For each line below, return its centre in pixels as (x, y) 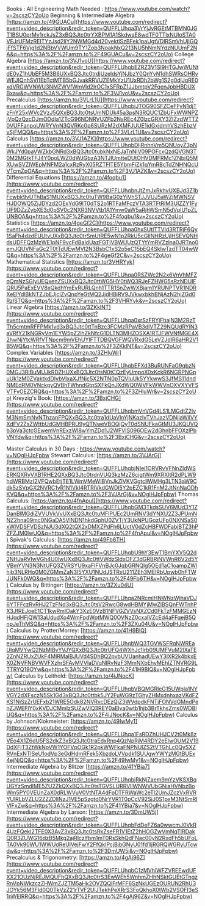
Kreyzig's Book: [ (34, 398)
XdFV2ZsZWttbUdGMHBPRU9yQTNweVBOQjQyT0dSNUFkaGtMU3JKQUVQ (102, 424)
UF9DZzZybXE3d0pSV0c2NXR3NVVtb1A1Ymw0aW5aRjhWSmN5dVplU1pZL (102, 210)
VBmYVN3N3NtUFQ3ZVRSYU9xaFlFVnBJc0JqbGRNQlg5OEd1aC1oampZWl (102, 565)
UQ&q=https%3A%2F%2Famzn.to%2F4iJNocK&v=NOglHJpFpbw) (91, 715)
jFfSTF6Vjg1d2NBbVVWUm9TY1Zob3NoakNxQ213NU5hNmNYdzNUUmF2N (102, 48)
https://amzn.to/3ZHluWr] (89, 353)
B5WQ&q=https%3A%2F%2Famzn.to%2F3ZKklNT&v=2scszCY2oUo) (94, 346)
